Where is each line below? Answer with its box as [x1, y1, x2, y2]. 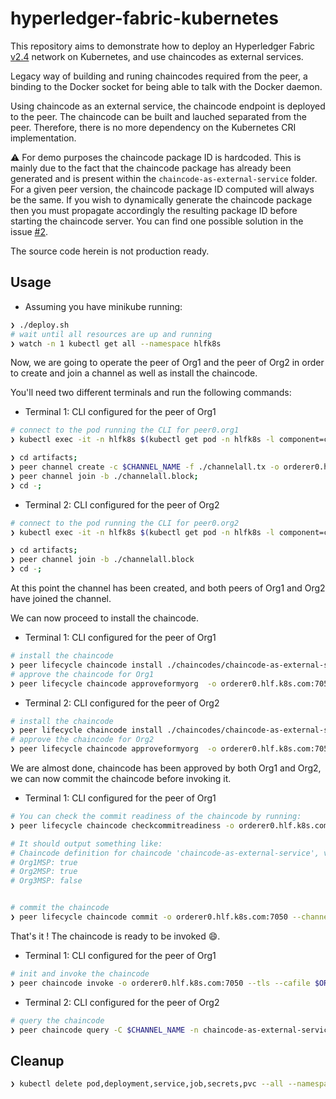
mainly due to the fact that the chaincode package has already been [10, 162, 292, 174]
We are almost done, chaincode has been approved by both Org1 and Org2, [10, 762, 322, 774]
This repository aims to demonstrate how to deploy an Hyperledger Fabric [10, 40, 316, 52]
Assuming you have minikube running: [24, 300, 183, 312]
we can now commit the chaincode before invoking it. [10, 773, 232, 784]
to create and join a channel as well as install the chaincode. [10, 367, 258, 379]
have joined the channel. [10, 593, 112, 604]
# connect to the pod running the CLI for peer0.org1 [10, 425, 240, 436]
